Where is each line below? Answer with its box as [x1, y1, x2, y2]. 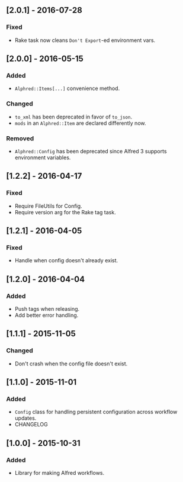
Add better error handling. [14, 311, 79, 319]
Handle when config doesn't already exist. [14, 257, 118, 264]
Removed [6, 134, 34, 142]
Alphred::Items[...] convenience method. [14, 85, 120, 92]
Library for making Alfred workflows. [14, 470, 105, 477]
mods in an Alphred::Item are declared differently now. [14, 119, 146, 127]
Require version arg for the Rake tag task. [14, 208, 117, 216]
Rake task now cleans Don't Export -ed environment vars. [14, 36, 156, 44]
